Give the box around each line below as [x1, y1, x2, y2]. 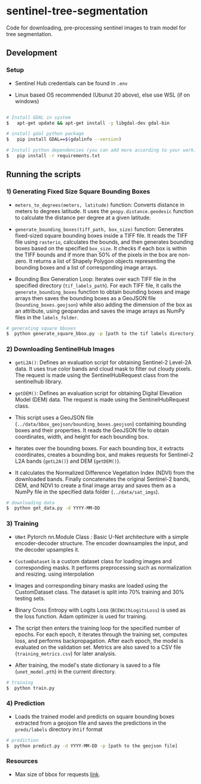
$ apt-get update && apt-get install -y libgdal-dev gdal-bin [6, 120, 170, 126]
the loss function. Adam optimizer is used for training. [14, 612, 148, 620]
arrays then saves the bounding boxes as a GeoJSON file [14, 294, 156, 301]
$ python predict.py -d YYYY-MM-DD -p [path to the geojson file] [6, 743, 178, 749]
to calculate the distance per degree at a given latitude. [14, 214, 151, 221]
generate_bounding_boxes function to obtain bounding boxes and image [14, 288, 190, 295]
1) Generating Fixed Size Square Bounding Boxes [6, 187, 151, 196]
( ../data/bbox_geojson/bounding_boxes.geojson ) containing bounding [14, 420, 187, 427]
